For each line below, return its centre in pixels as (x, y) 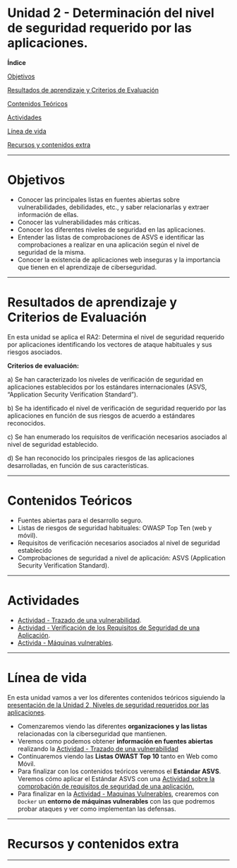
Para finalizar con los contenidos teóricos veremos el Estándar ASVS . (119, 771)
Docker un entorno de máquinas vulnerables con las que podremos (116, 801)
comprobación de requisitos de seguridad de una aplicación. (106, 786)
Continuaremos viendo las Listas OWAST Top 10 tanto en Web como (117, 756)
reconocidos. (26, 423)
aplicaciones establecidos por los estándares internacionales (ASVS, (107, 387)
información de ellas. (48, 214)
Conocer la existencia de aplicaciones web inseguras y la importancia (119, 259)
